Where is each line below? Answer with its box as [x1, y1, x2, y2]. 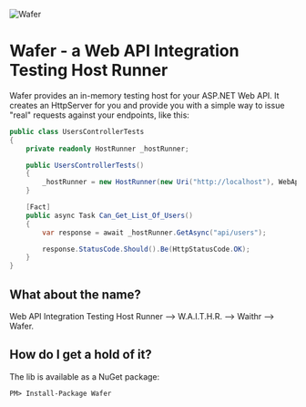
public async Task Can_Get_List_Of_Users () [25, 211, 194, 220]
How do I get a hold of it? [9, 347, 152, 362]
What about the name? [9, 287, 141, 302]
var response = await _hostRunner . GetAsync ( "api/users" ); [42, 228, 267, 237]
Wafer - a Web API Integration [9, 41, 240, 61]
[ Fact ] [25, 203, 51, 212]
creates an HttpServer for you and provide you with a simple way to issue [9, 99, 285, 110]
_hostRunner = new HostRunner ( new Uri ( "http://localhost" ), [42, 178, 275, 187]
